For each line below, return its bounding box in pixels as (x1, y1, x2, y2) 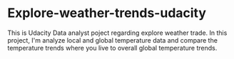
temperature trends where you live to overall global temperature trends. (7, 43, 218, 52)
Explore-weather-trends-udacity (7, 5, 207, 21)
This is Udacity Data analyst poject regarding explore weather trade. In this (7, 28, 228, 37)
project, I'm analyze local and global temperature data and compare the (7, 36, 218, 44)
